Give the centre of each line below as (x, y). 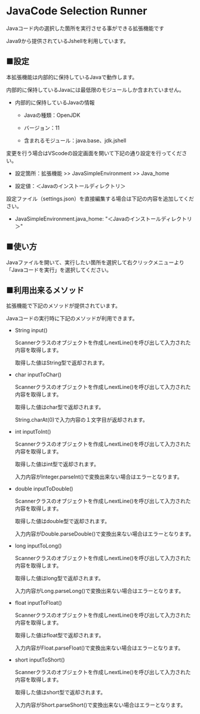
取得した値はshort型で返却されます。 (60, 693)
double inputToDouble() (44, 489)
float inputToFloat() (39, 603)
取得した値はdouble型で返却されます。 (62, 521)
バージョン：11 (41, 128)
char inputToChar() (38, 375)
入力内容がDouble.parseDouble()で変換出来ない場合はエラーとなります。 (104, 534)
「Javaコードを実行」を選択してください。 (59, 270)
